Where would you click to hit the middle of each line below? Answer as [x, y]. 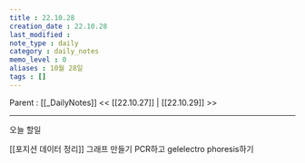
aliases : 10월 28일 [46, 69]
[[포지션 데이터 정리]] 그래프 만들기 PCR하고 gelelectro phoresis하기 [132, 149]
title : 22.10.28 [42, 18]
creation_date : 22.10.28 [58, 26]
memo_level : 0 [38, 60]
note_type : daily [44, 43]
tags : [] [28, 77]
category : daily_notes [54, 52]
